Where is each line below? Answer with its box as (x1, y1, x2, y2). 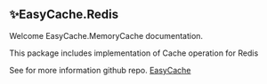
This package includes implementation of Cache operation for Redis (9, 48, 259, 58)
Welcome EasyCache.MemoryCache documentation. (9, 30, 203, 41)
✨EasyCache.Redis (9, 7, 119, 22)
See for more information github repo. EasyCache (9, 65, 191, 75)
